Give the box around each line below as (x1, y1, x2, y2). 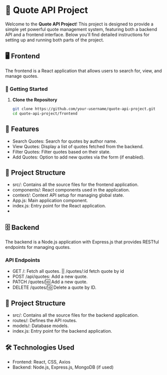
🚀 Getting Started (5, 85, 48, 92)
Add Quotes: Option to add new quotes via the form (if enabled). (12, 154, 145, 160)
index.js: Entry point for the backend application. (12, 328, 112, 334)
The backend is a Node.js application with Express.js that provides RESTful (5, 239, 160, 245)
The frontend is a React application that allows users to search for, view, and (5, 67, 162, 74)
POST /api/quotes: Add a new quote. (12, 273, 88, 279)
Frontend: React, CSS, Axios (12, 359, 71, 365)
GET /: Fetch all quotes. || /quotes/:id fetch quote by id (12, 268, 124, 274)
